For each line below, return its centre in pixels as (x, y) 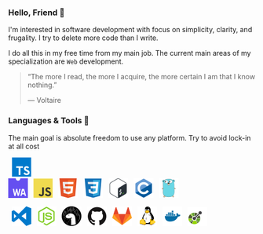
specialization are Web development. (66, 61)
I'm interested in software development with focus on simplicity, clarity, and (130, 30)
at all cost (24, 146)
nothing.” (42, 85)
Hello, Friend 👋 (37, 13)
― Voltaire (44, 101)
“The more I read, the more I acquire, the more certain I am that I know (141, 77)
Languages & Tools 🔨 (49, 121)
